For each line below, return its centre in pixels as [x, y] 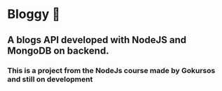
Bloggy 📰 [34, 14]
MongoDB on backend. [58, 50]
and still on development [50, 79]
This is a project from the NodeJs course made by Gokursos [111, 70]
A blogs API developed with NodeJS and [97, 40]
